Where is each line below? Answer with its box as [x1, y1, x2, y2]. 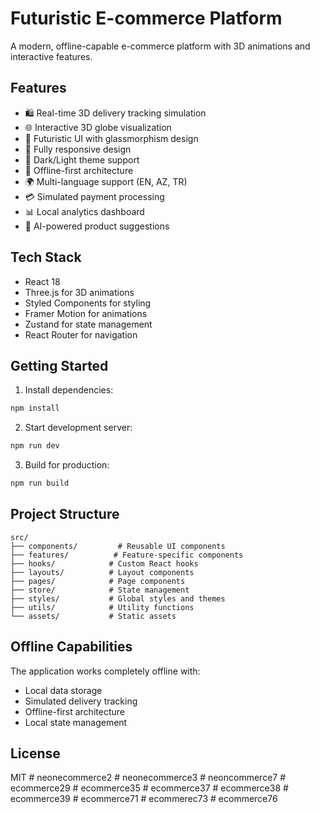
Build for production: [24, 459, 110, 471]
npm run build [10, 478, 70, 489]
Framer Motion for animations [24, 307, 148, 319]
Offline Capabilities [10, 638, 133, 656]
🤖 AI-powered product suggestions [24, 220, 170, 232]
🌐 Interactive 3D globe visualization [24, 121, 172, 133]
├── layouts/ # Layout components [10, 567, 195, 577]
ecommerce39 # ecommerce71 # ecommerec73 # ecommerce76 [10, 793, 278, 805]
